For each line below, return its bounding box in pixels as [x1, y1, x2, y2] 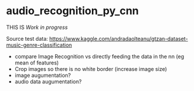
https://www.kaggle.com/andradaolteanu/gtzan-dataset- [49, 35, 188, 42]
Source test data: [6, 35, 49, 42]
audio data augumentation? [14, 78, 82, 85]
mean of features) [14, 59, 59, 66]
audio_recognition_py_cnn [6, 4, 139, 18]
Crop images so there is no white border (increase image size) [14, 65, 167, 72]
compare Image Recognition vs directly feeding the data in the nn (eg [14, 53, 185, 60]
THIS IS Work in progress [6, 24, 68, 31]
